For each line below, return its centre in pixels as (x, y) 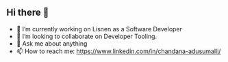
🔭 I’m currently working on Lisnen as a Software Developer (99, 29)
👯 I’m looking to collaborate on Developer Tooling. (87, 36)
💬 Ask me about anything (52, 43)
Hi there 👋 (28, 13)
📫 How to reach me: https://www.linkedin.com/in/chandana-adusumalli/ (118, 51)
